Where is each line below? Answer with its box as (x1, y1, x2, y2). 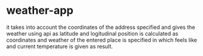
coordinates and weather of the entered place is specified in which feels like (6, 36, 198, 43)
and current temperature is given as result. (6, 43, 114, 50)
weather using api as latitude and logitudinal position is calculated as (6, 30, 179, 37)
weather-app (6, 4, 74, 17)
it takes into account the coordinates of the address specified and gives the (6, 23, 196, 31)
